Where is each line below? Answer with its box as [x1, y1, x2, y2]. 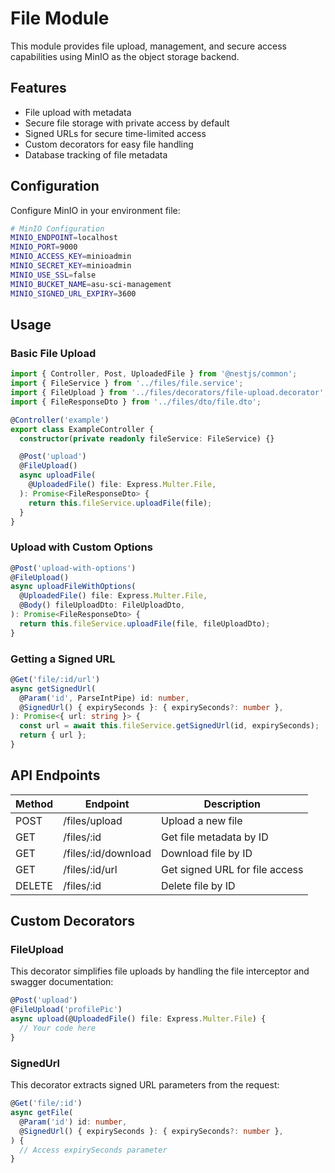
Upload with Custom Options [10, 540, 153, 554]
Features [10, 80, 67, 97]
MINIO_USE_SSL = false [10, 270, 97, 280]
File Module [10, 7, 110, 30]
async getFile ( [10, 1108, 74, 1118]
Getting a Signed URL [10, 652, 116, 666]
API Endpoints [10, 767, 101, 784]
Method [15, 797, 54, 811]
